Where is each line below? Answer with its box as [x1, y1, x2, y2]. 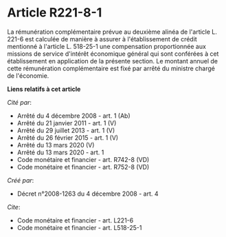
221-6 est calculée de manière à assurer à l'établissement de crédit [7, 34, 197, 43]
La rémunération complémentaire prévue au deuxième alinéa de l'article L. [7, 28, 218, 36]
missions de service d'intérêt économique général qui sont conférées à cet [7, 50, 219, 58]
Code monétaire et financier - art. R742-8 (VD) [16, 155, 150, 163]
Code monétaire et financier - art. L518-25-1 [16, 223, 142, 231]
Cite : [7, 203, 21, 211]
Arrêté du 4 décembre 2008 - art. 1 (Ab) [16, 112, 131, 120]
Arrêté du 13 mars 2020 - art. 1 [16, 148, 104, 156]
